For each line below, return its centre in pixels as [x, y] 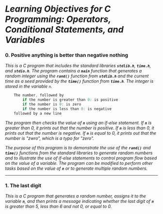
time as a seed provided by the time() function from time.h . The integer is [79, 81]
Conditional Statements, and [64, 30]
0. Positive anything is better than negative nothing [67, 55]
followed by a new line [38, 113]
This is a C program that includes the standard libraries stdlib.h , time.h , [78, 66]
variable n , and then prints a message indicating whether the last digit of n [80, 201]
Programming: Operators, [58, 19]
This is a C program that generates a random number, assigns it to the [76, 196]
